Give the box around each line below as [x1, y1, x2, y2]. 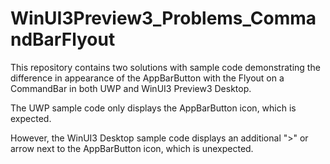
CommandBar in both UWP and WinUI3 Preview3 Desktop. [10, 82, 252, 94]
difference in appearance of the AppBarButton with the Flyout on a [10, 72, 285, 84]
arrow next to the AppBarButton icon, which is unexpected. [10, 142, 254, 154]
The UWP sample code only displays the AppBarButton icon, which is [10, 102, 297, 114]
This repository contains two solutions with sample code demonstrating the [10, 61, 321, 73]
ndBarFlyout [10, 28, 116, 51]
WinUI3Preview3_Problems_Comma [10, 7, 317, 30]
